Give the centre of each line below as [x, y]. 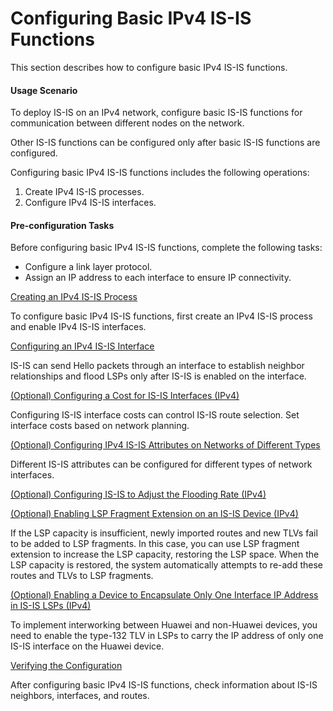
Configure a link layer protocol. [88, 267]
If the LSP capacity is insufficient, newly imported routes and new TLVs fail [164, 533]
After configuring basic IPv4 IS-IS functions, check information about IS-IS [164, 685]
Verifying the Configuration [66, 666]
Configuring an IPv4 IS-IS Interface [82, 346]
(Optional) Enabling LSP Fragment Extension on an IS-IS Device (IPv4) [154, 514]
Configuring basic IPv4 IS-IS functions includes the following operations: [160, 173]
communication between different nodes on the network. [127, 123]
